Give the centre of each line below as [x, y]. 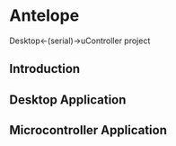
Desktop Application [68, 100]
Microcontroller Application [88, 130]
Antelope [44, 16]
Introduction [45, 69]
